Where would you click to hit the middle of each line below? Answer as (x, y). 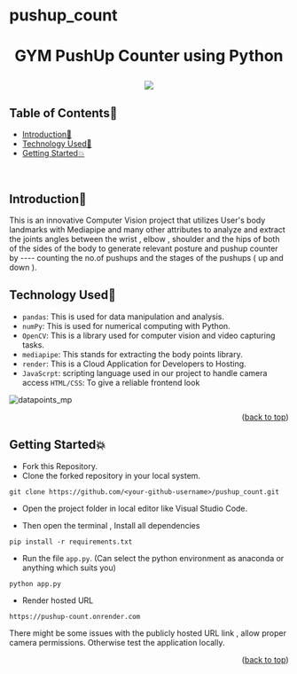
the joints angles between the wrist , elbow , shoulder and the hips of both (145, 239)
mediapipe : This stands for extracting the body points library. (132, 354)
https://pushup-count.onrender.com (75, 616)
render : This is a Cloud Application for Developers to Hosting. (134, 364)
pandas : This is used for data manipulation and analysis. (123, 317)
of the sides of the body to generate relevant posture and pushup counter (144, 248)
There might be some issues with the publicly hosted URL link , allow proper (148, 633)
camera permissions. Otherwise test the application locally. (117, 642)
